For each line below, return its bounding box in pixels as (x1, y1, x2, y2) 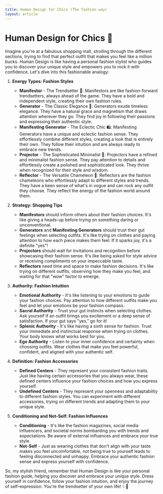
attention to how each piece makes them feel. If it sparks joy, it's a (19, 238, 152, 243)
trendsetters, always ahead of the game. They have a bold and (19, 93, 145, 99)
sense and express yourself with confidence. (19, 459, 110, 464)
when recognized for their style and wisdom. (19, 167, 109, 173)
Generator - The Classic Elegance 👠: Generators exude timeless (19, 103, 148, 109)
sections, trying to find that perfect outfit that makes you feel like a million (5, 54, 152, 60)
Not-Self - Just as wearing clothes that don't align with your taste (19, 443, 151, 449)
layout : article (5, 12, 38, 16)
